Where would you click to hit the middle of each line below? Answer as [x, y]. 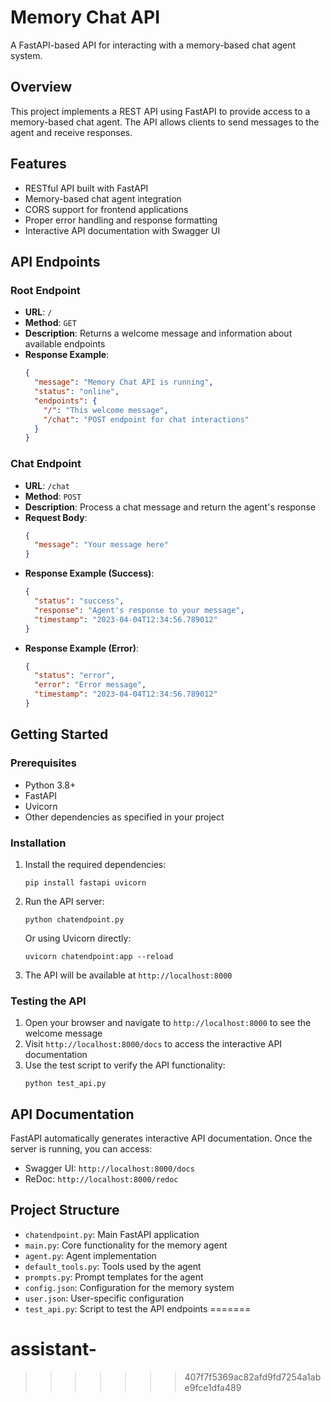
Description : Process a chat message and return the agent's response [170, 507]
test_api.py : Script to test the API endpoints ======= [138, 1308]
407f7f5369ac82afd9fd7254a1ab [253, 1377]
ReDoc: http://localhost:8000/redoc [101, 1179]
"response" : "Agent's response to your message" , [139, 610]
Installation [38, 843]
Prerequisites [43, 763]
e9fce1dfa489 [213, 1387]
